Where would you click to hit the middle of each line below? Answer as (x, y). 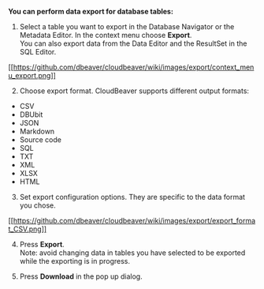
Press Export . (42, 244)
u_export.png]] (32, 75)
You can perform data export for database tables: (91, 11)
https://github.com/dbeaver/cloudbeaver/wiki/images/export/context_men (134, 67)
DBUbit (31, 114)
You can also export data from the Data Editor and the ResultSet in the (133, 43)
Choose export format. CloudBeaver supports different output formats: (134, 91)
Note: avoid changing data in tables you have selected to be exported (132, 253)
